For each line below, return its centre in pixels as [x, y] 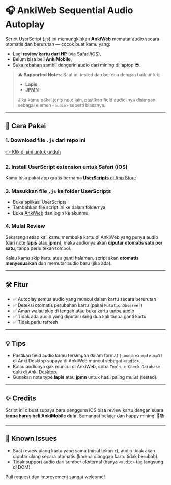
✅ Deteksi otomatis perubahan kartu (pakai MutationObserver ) [77, 305]
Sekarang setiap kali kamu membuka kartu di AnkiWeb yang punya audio [82, 237]
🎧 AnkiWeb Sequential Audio [69, 10]
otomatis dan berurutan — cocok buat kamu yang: [58, 44]
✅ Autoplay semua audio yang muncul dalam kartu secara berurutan [84, 299]
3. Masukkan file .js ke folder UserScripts [58, 191]
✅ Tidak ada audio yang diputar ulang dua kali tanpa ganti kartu [79, 317]
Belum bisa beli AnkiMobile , [42, 59]
